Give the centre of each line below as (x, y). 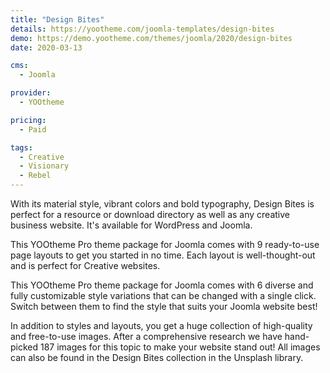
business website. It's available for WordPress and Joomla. (131, 225)
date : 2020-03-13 (46, 47)
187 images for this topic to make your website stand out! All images (180, 347)
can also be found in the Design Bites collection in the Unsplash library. (157, 357)
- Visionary (44, 166)
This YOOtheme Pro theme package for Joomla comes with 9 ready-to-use (165, 244)
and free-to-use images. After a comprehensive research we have (146, 336)
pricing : (28, 120)
